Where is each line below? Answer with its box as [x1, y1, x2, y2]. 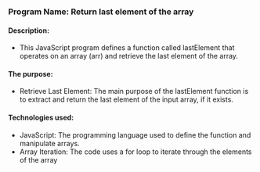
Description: [8, 26, 49, 35]
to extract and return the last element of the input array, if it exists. [19, 95, 233, 104]
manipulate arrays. [19, 138, 80, 148]
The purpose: [8, 69, 53, 78]
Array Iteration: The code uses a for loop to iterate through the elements [19, 147, 252, 156]
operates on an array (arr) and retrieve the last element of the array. [19, 52, 239, 61]
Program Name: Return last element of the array [8, 6, 194, 17]
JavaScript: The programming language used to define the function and [19, 130, 251, 139]
